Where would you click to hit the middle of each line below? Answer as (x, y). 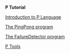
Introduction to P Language (33, 17)
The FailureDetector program (35, 37)
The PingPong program (29, 27)
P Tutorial (15, 7)
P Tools (13, 46)
